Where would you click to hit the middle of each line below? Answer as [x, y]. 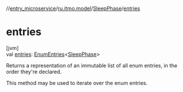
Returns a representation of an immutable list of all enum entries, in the [92, 65]
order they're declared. [34, 72]
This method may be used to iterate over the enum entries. [77, 83]
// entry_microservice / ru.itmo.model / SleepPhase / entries [73, 8]
